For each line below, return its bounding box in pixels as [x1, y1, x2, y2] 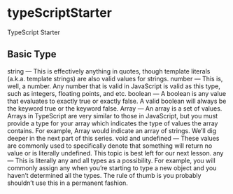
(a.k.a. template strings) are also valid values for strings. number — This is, [7, 74, 223, 83]
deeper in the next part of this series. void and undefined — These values [7, 134, 220, 142]
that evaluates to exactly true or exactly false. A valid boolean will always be [7, 97, 227, 105]
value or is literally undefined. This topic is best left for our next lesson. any [7, 148, 224, 157]
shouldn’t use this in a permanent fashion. [7, 179, 128, 187]
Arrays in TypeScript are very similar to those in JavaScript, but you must [7, 111, 218, 120]
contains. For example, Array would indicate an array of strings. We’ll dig [7, 126, 217, 134]
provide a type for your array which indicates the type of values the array [7, 119, 218, 127]
